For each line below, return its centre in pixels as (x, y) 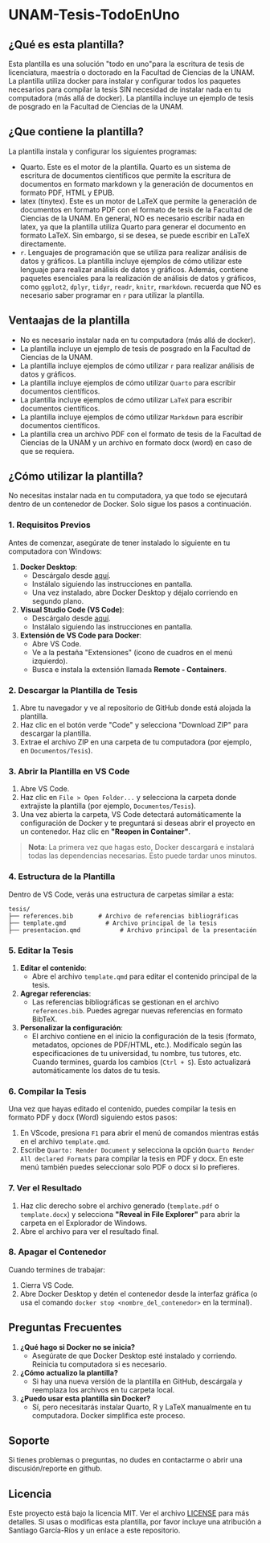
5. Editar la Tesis (41, 950)
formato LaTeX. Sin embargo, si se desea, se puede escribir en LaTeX (135, 235)
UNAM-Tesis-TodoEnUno (94, 15)
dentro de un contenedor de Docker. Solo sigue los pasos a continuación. (130, 504)
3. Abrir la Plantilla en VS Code (69, 771)
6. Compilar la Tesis (47, 1091)
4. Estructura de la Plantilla (62, 877)
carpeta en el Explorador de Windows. (83, 1223)
